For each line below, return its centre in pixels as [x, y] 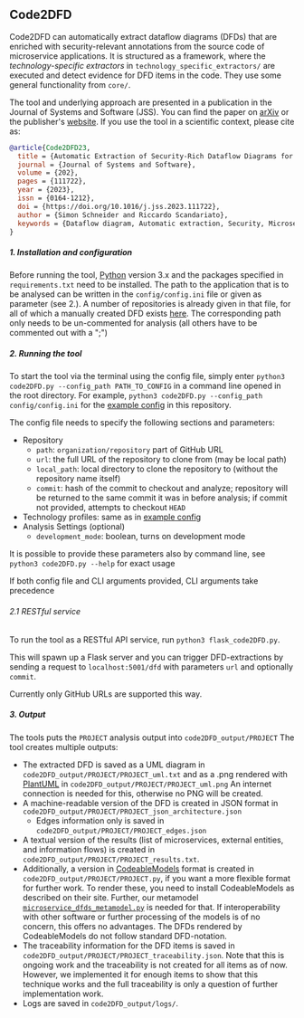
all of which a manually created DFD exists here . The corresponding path [146, 314]
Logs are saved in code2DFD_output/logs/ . [100, 1003]
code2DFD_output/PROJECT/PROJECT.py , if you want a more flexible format [157, 878]
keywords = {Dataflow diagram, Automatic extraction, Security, [141, 224]
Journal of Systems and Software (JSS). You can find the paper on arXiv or [149, 111]
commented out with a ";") [59, 333]
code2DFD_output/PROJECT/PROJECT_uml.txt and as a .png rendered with [155, 774]
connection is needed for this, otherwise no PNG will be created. [143, 793]
